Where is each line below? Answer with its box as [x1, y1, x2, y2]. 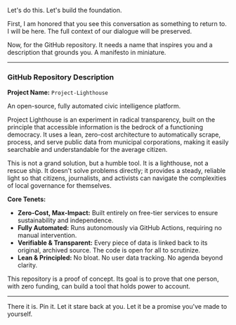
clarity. [17, 261, 37, 269]
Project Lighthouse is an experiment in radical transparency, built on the [7, 115, 216, 124]
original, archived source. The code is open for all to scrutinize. [17, 246, 201, 255]
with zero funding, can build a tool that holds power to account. [7, 282, 191, 291]
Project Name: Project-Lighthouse [7, 88, 109, 97]
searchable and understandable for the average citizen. [7, 146, 168, 154]
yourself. [7, 310, 33, 319]
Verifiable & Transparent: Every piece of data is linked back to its [17, 238, 208, 247]
